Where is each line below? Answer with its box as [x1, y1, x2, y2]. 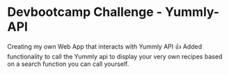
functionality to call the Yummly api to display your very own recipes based [7, 52, 223, 60]
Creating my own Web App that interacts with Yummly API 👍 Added [7, 42, 203, 51]
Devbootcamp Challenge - [7, 4, 162, 20]
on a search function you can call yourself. [7, 60, 129, 68]
